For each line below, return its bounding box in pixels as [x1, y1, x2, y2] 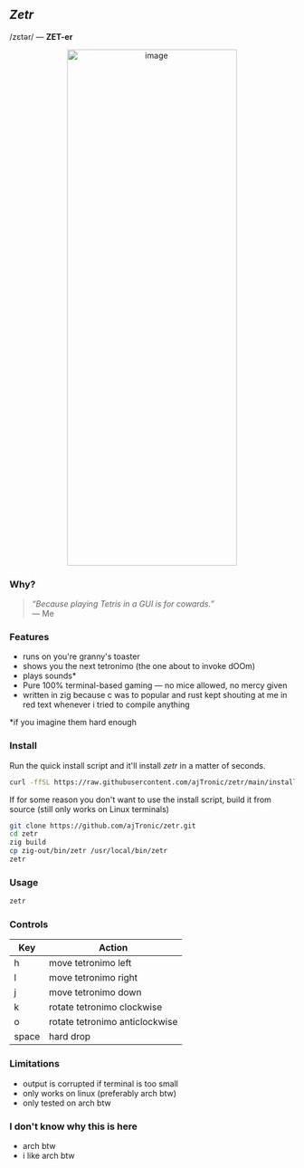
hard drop [48, 1030, 91, 1043]
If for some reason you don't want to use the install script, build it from [9, 794, 271, 805]
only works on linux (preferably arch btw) [22, 1087, 177, 1098]
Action [99, 942, 128, 954]
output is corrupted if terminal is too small [22, 1077, 179, 1089]
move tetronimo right [48, 972, 138, 984]
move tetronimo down [48, 986, 142, 999]
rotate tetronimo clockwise [48, 1000, 163, 1013]
